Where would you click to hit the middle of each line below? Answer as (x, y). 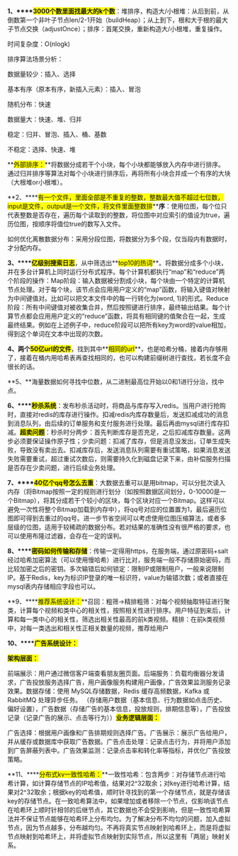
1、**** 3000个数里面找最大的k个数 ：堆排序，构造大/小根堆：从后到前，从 (118, 11)
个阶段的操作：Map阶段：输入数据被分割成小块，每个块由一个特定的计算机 (116, 280)
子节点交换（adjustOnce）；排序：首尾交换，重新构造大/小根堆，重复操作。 (117, 29)
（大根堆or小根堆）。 (37, 182)
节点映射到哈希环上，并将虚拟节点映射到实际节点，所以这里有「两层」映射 (116, 836)
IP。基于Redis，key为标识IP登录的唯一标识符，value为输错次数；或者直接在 (118, 578)
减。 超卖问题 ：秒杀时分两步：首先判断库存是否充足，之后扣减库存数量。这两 (119, 432)
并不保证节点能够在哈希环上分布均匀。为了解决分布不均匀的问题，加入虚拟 (122, 819)
